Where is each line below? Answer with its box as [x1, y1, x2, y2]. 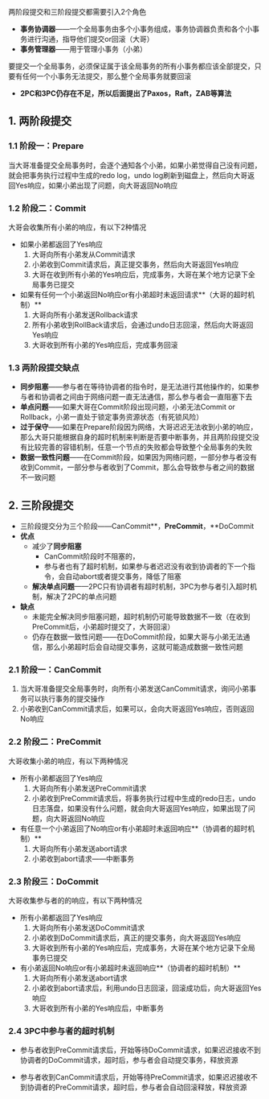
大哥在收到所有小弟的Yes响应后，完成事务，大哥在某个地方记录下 [31, 269, 249, 279]
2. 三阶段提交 [8, 498, 74, 512]
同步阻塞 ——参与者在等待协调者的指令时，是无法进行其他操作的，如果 [19, 382, 253, 392]
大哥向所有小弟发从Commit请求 [31, 249, 136, 259]
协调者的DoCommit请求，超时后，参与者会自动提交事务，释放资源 [19, 1056, 238, 1065]
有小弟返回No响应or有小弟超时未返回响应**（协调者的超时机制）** [19, 963, 241, 973]
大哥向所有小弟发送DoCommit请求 [31, 923, 145, 932]
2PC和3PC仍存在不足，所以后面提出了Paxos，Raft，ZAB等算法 [19, 89, 232, 98]
